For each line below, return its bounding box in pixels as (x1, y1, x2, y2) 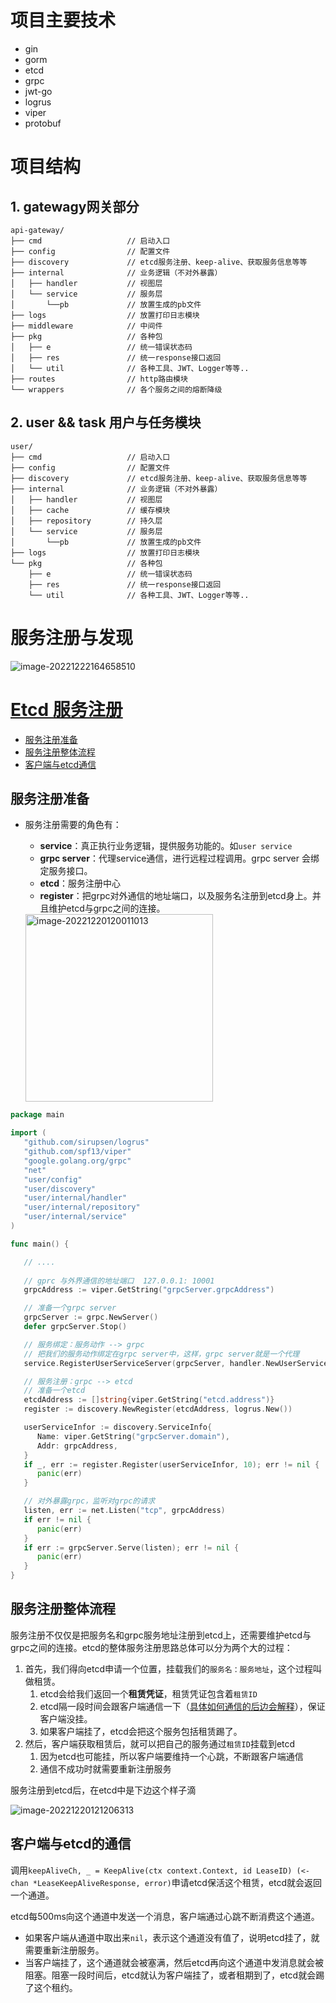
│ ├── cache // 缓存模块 (10, 505, 171, 515)
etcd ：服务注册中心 (39, 877, 121, 890)
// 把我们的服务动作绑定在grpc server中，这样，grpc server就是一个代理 (23, 1349, 300, 1359)
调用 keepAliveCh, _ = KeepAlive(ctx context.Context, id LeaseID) (10, 1864, 293, 1876)
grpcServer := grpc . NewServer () (23, 1312, 159, 1323)
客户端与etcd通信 (24, 758, 97, 770)
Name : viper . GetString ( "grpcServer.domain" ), (36, 1431, 230, 1441)
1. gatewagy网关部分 (10, 198, 140, 215)
